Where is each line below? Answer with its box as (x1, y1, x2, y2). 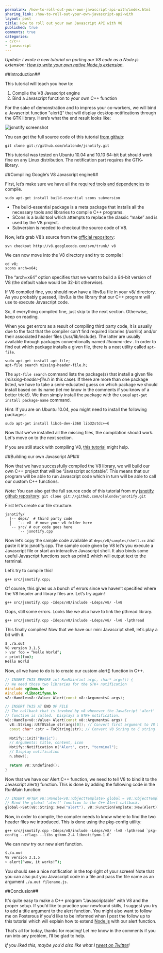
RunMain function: (5, 786, 42, 793)
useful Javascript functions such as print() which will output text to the (5, 553, 147, 559)
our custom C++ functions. (5, 478, 59, 484)
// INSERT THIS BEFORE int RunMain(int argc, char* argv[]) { (5, 677, 133, 682)
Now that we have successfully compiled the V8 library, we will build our (5, 463, 150, 469)
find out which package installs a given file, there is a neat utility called (5, 344, 147, 350)
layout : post (5, 16, 32, 21)
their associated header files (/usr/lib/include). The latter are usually (5, 334, 141, 339)
